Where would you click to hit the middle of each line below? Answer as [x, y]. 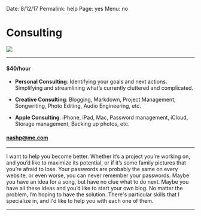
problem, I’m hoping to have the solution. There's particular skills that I [93, 194]
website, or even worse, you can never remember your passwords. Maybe [98, 175]
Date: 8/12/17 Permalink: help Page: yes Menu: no [67, 9]
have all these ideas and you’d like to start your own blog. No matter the [95, 188]
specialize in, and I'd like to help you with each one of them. [80, 201]
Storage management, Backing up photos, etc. [72, 124]
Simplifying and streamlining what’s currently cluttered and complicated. [104, 88]
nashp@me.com [27, 138]
